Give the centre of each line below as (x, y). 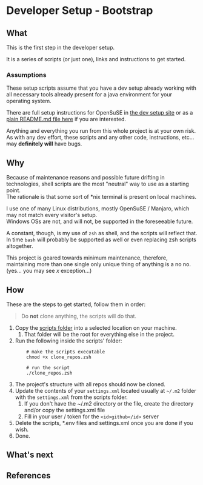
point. (14, 190)
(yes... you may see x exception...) (49, 271)
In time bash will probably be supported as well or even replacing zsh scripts (101, 239)
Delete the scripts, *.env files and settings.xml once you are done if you (104, 423)
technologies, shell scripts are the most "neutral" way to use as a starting (98, 184)
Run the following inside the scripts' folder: (68, 341)
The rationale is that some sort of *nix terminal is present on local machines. (101, 197)
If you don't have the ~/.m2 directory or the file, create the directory (109, 403)
